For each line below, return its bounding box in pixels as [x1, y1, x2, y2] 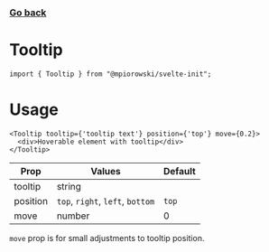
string [56, 180, 81, 192]
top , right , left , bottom [56, 194, 155, 207]
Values [89, 164, 121, 177]
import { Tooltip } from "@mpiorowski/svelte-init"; [9, 70, 212, 79]
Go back [9, 6, 47, 19]
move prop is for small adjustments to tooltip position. [9, 232, 205, 243]
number [56, 210, 90, 222]
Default [163, 164, 196, 177]
